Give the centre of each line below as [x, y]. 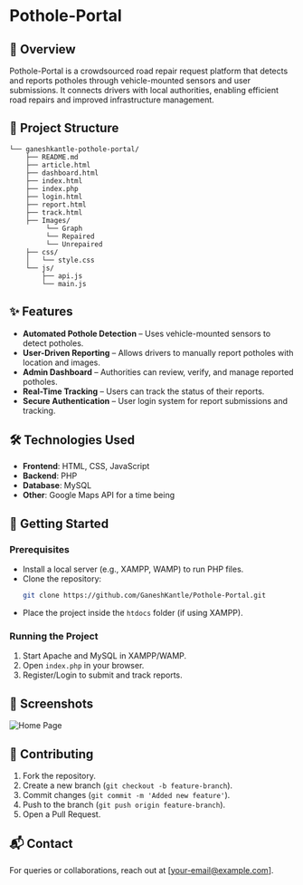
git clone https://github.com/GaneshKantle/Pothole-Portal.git [144, 596]
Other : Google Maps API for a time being [98, 495]
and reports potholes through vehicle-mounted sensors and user [130, 81]
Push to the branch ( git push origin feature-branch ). [124, 804]
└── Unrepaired [74, 244]
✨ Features [41, 312]
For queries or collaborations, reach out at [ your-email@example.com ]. [142, 870]
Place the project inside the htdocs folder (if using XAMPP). [133, 613]
